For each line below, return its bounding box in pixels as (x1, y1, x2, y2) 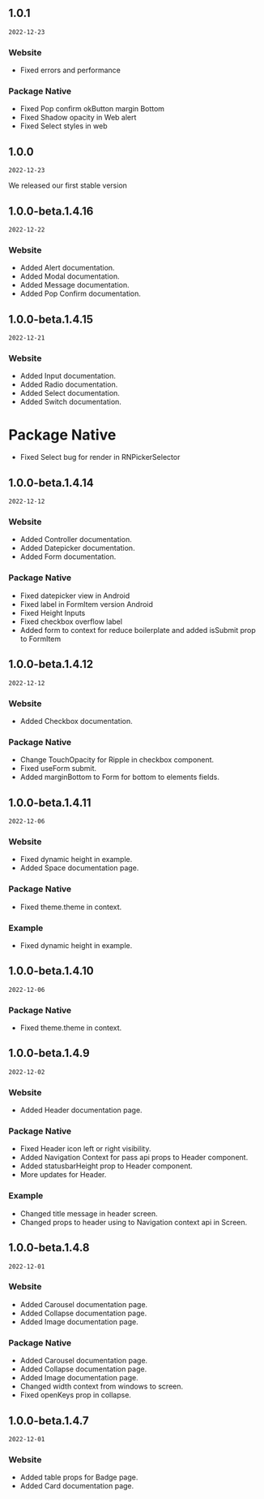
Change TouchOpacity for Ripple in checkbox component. (19, 755, 215, 765)
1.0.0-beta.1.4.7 (8, 1414, 89, 1428)
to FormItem (19, 634, 62, 643)
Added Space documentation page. (19, 863, 139, 873)
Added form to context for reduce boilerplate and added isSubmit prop (19, 625, 257, 635)
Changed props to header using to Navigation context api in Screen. (19, 1217, 248, 1227)
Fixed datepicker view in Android (19, 591, 130, 600)
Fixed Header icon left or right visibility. (19, 1144, 151, 1154)
